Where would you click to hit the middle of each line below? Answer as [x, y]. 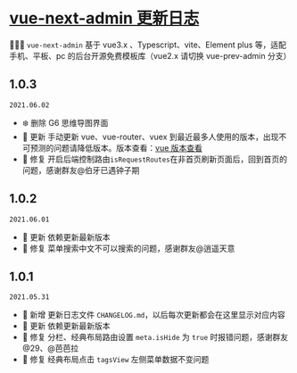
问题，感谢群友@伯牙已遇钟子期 [81, 170]
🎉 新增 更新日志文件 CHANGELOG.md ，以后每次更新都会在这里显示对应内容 [153, 315]
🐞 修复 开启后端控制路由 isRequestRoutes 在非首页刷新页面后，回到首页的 [155, 159]
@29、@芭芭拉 [50, 348]
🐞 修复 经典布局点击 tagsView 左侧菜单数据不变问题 [115, 360]
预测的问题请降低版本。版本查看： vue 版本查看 [116, 147]
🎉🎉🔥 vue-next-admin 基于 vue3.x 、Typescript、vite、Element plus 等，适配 [148, 45]
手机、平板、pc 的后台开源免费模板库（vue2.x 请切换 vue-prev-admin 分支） [150, 55]
